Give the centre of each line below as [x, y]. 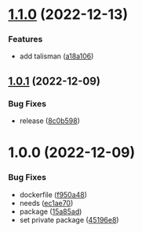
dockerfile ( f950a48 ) [53, 194]
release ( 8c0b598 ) [49, 121]
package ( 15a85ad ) [51, 211]
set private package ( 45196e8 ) [69, 219]
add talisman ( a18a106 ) [56, 56]
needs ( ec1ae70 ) [46, 203]
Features [25, 39]
